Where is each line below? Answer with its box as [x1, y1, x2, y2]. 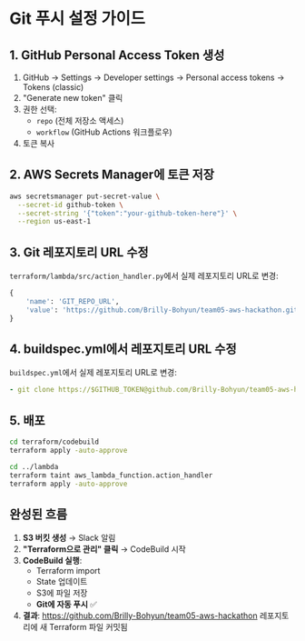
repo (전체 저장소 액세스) [35, 115, 124, 125]
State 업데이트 [35, 576, 88, 587]
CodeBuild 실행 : [22, 556, 83, 566]
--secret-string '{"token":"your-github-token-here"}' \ [17, 208, 238, 218]
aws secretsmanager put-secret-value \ [9, 192, 161, 201]
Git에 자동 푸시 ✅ [35, 599, 97, 610]
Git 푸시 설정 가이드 [9, 8, 146, 29]
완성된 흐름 [9, 506, 68, 522]
